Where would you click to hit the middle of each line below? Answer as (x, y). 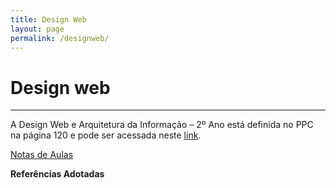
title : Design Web (48, 19)
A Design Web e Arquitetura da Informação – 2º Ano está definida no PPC (162, 125)
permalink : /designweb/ (60, 38)
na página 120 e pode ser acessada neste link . (106, 135)
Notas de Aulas (42, 155)
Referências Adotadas (57, 174)
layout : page (37, 29)
